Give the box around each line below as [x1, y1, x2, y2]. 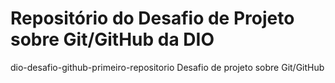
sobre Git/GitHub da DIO [10, 28, 215, 51]
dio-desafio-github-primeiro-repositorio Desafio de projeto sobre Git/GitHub [10, 61, 325, 73]
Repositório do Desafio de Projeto [10, 7, 295, 30]
